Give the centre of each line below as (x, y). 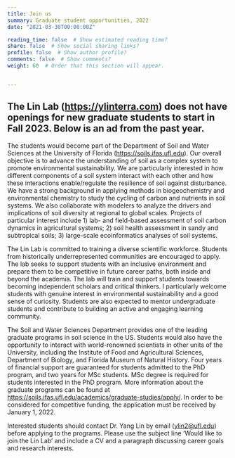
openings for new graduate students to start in (111, 118)
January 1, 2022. (32, 412)
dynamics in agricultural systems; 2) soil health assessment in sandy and (113, 228)
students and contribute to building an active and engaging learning (105, 308)
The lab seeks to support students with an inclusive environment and (107, 264)
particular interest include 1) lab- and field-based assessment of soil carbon (117, 220)
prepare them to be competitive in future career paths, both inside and (109, 271)
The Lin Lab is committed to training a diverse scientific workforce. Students (117, 249)
